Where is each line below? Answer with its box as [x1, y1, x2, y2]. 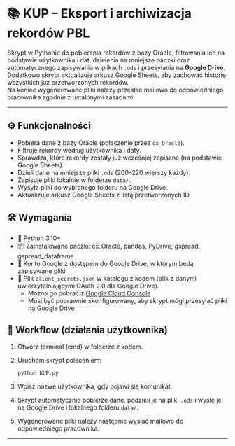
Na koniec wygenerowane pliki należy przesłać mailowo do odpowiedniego [7, 85, 224, 94]
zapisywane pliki [17, 267, 66, 275]
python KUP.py [17, 370, 59, 377]
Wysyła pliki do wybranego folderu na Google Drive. [17, 183, 168, 191]
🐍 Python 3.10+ [17, 234, 62, 242]
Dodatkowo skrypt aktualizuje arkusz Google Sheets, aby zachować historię [7, 71, 226, 79]
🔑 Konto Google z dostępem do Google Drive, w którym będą [17, 259, 194, 267]
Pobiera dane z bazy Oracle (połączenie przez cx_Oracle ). [17, 138, 185, 147]
